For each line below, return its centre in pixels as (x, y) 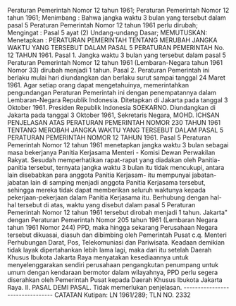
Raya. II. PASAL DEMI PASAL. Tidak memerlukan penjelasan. (95, 287)
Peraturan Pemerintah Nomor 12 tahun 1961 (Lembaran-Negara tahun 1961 (115, 62)
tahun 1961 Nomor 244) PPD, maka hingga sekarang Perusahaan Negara (113, 227)
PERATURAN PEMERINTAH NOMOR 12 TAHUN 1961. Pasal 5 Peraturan (109, 137)
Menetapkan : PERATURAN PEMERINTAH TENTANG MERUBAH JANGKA (112, 40)
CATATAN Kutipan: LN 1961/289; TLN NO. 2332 (123, 295)
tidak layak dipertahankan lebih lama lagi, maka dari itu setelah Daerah (110, 250)
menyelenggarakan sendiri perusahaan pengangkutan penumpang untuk (113, 265)
